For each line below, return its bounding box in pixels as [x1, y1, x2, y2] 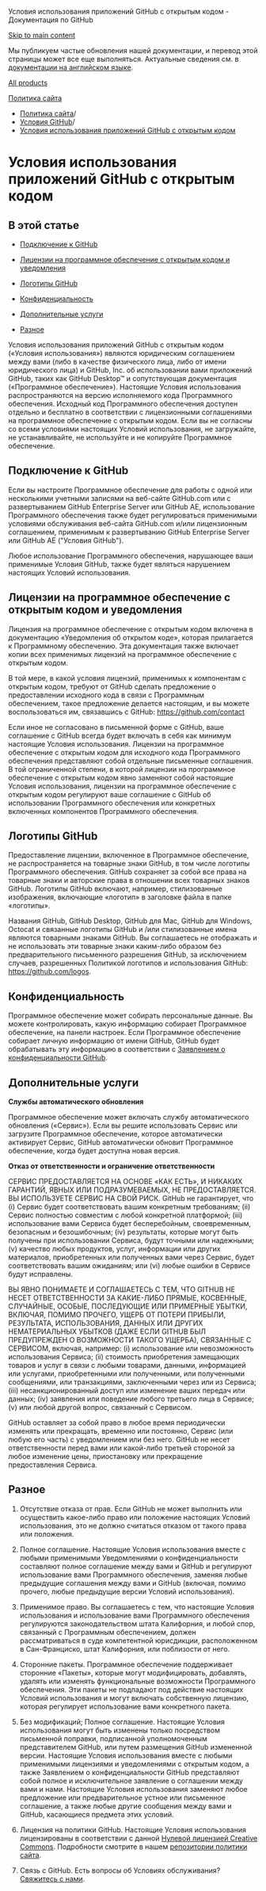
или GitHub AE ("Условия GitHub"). [8, 535, 124, 545]
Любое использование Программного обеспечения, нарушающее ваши [8, 551, 253, 560]
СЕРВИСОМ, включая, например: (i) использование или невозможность [8, 1343, 254, 1354]
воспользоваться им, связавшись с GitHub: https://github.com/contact [8, 707, 245, 716]
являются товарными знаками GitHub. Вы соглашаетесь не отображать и [8, 933, 257, 942]
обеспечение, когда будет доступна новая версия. [8, 1146, 180, 1156]
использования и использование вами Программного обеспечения [19, 1610, 250, 1620]
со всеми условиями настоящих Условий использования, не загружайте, [8, 424, 256, 434]
